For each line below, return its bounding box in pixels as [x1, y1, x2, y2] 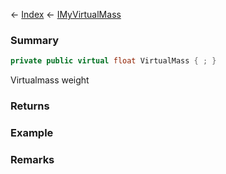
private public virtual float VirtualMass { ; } [10, 56, 217, 66]
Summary [10, 33, 60, 47]
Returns [10, 99, 50, 113]
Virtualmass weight [10, 74, 90, 86]
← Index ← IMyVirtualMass [10, 9, 122, 20]
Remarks [10, 152, 55, 166]
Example [10, 126, 54, 140]
